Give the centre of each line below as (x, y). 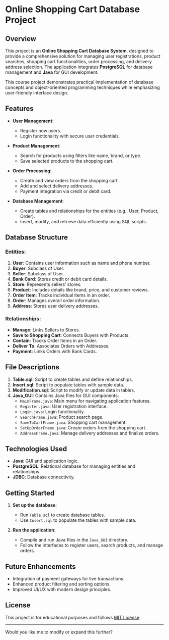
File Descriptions (32, 367)
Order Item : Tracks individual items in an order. (61, 295)
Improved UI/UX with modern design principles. (62, 589)
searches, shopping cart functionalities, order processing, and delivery (79, 61)
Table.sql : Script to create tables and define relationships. (73, 379)
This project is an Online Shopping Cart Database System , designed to (79, 51)
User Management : (33, 121)
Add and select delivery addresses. (57, 186)
